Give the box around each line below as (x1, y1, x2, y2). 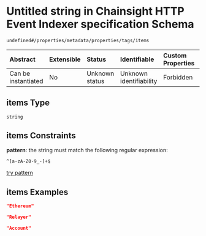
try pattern (6, 169, 34, 177)
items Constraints (6, 130, 77, 141)
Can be (9, 69, 31, 78)
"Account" (6, 225, 32, 231)
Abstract (9, 55, 36, 64)
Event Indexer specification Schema (6, 17, 194, 31)
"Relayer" (6, 214, 32, 221)
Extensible (48, 55, 81, 64)
